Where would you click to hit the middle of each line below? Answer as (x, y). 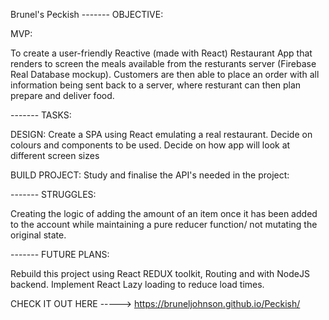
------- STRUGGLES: (53, 194)
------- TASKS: (41, 115)
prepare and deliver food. (62, 95)
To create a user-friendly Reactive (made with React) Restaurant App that (161, 53)
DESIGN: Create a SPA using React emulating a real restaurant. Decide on (161, 134)
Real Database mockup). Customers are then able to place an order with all (165, 74)
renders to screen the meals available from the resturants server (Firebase (163, 63)
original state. (38, 235)
